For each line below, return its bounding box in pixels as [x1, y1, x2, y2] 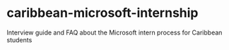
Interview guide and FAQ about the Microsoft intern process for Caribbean [6, 28, 223, 37]
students [6, 35, 33, 44]
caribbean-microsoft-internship [6, 5, 199, 21]
